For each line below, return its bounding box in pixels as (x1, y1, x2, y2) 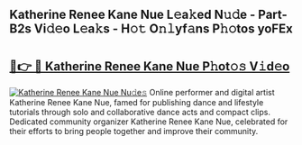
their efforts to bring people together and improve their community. (9, 126, 259, 136)
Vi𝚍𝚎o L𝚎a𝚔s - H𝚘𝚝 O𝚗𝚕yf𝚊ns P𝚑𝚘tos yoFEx (33, 22, 293, 37)
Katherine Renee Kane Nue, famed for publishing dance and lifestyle (9, 97, 264, 107)
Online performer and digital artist (149, 87, 275, 97)
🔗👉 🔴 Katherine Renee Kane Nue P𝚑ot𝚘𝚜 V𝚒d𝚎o (9, 59, 290, 74)
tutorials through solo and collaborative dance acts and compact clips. (9, 107, 270, 117)
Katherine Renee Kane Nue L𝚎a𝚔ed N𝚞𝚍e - (9, 7, 256, 23)
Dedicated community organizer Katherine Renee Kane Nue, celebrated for (9, 116, 288, 127)
